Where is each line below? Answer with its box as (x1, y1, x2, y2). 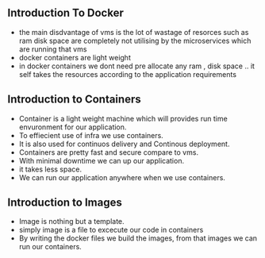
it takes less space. (18, 164, 83, 174)
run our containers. (18, 242, 83, 252)
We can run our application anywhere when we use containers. (18, 172, 225, 182)
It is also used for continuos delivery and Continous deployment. (18, 139, 230, 148)
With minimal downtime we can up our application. (18, 156, 184, 165)
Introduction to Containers (7, 93, 141, 106)
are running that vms (18, 44, 87, 54)
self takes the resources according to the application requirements (18, 69, 237, 79)
